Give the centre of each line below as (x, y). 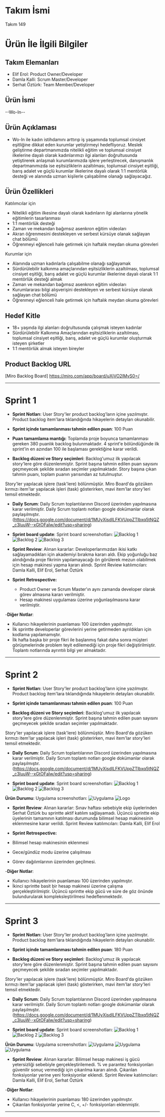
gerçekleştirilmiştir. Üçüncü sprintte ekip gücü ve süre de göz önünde (82, 891)
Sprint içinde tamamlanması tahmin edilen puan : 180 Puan (72, 949)
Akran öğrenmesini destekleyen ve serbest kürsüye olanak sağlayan (81, 234)
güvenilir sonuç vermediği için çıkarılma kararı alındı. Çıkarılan (75, 1070)
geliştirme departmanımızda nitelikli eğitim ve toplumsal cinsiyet (77, 150)
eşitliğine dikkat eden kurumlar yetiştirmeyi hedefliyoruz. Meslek (77, 144)
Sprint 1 (21, 401)
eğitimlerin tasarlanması (36, 218)
